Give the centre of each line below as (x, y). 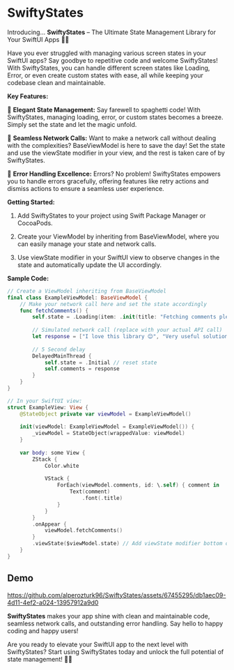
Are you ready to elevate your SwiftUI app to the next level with (98, 644)
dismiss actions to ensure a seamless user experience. (86, 188)
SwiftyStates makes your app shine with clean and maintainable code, (109, 616)
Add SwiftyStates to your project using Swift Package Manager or (111, 215)
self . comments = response (82, 369)
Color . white (62, 466)
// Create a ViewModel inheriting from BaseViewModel (87, 291)
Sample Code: (28, 278)
